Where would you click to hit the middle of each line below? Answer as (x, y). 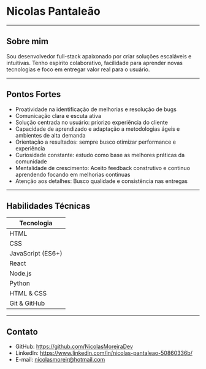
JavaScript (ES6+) (36, 254)
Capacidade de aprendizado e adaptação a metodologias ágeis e (97, 129)
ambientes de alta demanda (50, 135)
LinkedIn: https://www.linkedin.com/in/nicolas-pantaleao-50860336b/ (104, 353)
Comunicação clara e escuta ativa (58, 115)
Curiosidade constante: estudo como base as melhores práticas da (100, 155)
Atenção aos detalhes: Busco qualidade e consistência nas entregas (101, 181)
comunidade (31, 161)
